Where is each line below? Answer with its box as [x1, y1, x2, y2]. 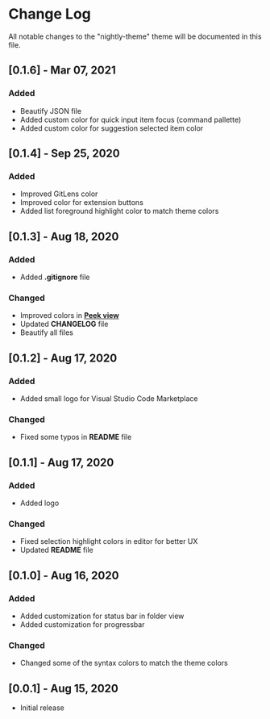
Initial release [19, 703, 64, 713]
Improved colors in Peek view [19, 311, 119, 320]
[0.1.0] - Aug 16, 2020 [8, 568, 119, 582]
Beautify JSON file [19, 106, 82, 115]
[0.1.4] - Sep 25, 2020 [8, 147, 120, 161]
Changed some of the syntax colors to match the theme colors [19, 658, 228, 668]
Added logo [19, 498, 60, 508]
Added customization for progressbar [19, 619, 145, 629]
